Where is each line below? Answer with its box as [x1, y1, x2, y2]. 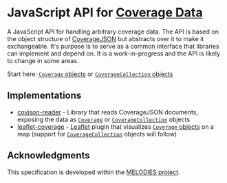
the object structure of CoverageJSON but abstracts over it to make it [7, 34, 204, 42]
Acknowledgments [7, 149, 91, 162]
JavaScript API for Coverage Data [7, 5, 203, 21]
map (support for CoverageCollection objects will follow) [17, 130, 177, 138]
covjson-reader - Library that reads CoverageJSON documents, [17, 108, 198, 116]
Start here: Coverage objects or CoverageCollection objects [7, 70, 173, 78]
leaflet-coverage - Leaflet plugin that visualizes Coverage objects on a [17, 122, 215, 131]
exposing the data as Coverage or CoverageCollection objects [17, 115, 191, 123]
